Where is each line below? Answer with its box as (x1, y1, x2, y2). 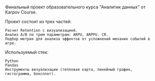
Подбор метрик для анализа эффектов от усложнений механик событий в (5, 36, 151, 41)
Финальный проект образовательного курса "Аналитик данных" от (5, 4, 146, 10)
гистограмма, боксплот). (5, 71, 56, 76)
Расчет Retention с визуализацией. (5, 28, 78, 33)
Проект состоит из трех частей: (5, 19, 72, 24)
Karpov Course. (5, 9, 37, 15)
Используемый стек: (5, 49, 49, 55)
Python (5, 59, 19, 64)
